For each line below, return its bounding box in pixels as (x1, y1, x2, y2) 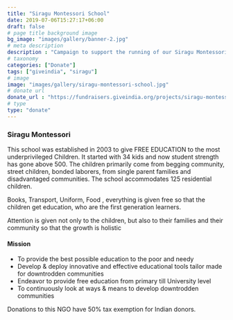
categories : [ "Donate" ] (7, 62, 76, 69)
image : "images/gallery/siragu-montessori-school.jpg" (7, 81, 169, 88)
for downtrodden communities (17, 269, 104, 278)
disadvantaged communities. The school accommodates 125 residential (7, 175, 212, 184)
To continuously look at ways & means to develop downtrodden (17, 285, 199, 293)
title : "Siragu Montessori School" (7, 10, 110, 17)
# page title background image (7, 29, 98, 37)
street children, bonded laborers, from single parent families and (7, 168, 191, 176)
